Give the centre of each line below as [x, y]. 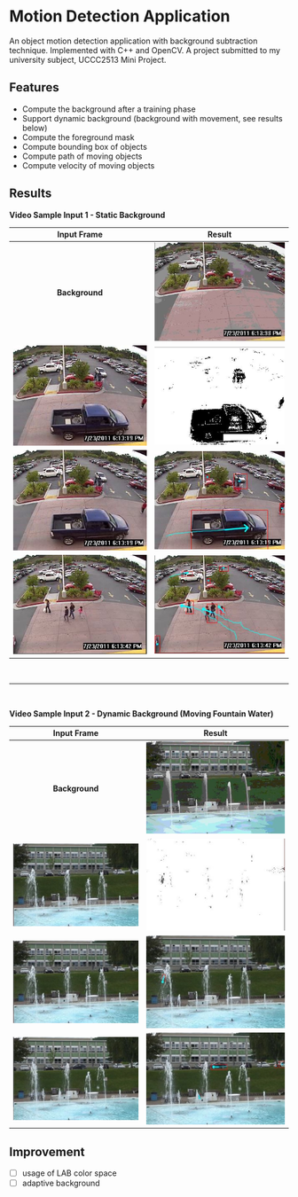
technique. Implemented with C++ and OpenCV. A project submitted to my [145, 50]
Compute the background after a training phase [109, 109]
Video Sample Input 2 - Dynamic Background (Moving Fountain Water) [141, 713]
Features [34, 87]
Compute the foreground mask [78, 137]
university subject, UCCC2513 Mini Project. [88, 59]
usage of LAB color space [69, 1173]
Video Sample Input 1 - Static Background [87, 215]
